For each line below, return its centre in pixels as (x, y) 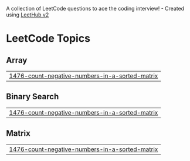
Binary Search (33, 97)
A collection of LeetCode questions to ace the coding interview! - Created (95, 9)
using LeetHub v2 (28, 15)
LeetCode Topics (48, 38)
